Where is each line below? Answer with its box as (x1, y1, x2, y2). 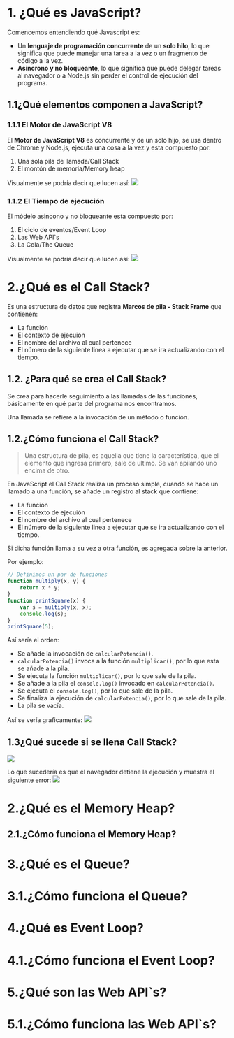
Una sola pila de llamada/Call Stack (17, 157, 119, 165)
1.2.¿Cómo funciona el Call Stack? (7, 433, 159, 445)
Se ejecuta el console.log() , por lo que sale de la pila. (17, 686, 173, 695)
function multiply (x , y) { (7, 578, 86, 585)
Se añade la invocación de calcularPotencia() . (17, 649, 154, 658)
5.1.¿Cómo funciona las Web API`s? (7, 1016, 217, 1032)
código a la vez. (17, 56, 64, 64)
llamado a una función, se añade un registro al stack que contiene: (7, 487, 199, 496)
